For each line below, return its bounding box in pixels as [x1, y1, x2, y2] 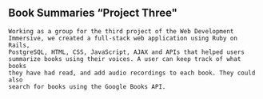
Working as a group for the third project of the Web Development [8, 27, 234, 35]
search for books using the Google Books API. [8, 82, 166, 90]
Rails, [8, 41, 30, 49]
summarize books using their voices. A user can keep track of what [8, 55, 241, 63]
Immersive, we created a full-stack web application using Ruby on [8, 34, 238, 42]
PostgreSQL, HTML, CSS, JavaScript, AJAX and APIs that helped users [8, 48, 245, 56]
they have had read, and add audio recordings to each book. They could [8, 69, 256, 77]
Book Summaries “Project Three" [8, 6, 178, 20]
